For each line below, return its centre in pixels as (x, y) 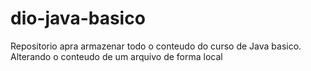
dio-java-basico (78, 18)
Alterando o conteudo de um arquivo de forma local (116, 56)
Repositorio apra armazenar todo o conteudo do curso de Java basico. (156, 46)
